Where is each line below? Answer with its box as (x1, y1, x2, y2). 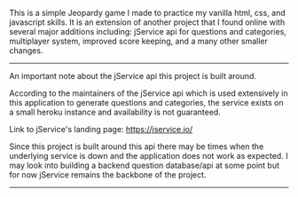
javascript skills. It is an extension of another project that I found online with (9, 17, 286, 28)
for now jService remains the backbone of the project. (9, 169, 207, 180)
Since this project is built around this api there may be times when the (9, 141, 264, 152)
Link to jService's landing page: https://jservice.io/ (9, 124, 193, 134)
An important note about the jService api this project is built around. (9, 71, 257, 81)
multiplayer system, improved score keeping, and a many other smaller (9, 35, 269, 46)
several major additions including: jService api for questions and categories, (9, 27, 286, 36)
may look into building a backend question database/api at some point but (9, 160, 279, 170)
